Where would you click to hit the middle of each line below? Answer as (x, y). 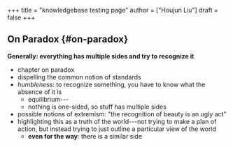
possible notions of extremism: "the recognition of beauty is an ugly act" (122, 114)
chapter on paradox (46, 70)
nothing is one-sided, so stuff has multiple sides (97, 107)
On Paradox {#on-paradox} (68, 39)
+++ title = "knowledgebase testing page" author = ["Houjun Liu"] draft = (113, 10)
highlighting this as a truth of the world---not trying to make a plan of (117, 121)
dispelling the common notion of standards (79, 77)
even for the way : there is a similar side (85, 136)
